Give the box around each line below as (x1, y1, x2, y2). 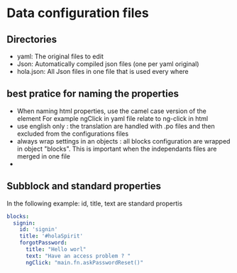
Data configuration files (6, 5, 150, 21)
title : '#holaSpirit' (19, 232, 83, 240)
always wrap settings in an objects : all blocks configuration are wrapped (16, 136, 231, 145)
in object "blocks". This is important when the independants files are (16, 144, 217, 153)
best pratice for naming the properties (6, 87, 179, 100)
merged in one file (16, 151, 71, 161)
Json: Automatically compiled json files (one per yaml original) (16, 60, 199, 68)
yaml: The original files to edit (16, 52, 104, 60)
